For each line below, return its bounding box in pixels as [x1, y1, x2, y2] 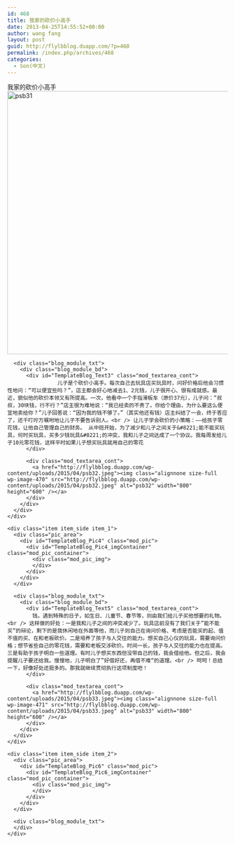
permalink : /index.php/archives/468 [7, 50, 114, 57]
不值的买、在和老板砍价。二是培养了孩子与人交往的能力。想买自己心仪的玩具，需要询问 [7, 634, 221, 642]
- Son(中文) [13, 62, 47, 69]
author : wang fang [7, 29, 61, 37]
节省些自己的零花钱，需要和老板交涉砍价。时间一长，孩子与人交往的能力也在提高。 [22, 642, 226, 649]
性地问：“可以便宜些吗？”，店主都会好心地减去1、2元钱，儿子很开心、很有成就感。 [7, 387, 213, 394]
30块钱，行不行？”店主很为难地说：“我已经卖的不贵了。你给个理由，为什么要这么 [17, 401, 218, 409]
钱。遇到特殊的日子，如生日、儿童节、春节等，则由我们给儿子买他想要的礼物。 [32, 612, 225, 619]
